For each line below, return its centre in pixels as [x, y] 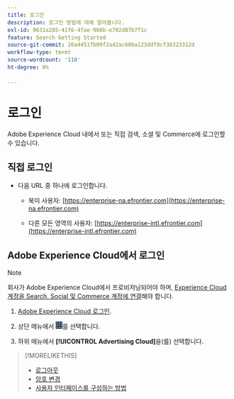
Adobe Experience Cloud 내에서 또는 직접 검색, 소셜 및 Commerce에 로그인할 [116, 134]
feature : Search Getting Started [57, 38]
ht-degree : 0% [28, 67]
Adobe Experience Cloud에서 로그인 [86, 255]
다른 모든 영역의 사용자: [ [62, 223]
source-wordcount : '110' [44, 60]
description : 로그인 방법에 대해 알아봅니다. [66, 22]
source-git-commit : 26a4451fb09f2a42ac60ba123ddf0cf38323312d [101, 45]
